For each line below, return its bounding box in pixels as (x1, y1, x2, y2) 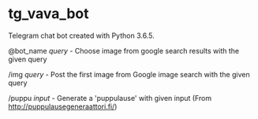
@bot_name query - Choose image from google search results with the (8, 46, 239, 55)
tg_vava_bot (8, 5, 89, 23)
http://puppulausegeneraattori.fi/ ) (8, 102, 118, 111)
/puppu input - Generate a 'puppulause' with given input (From (8, 93, 211, 102)
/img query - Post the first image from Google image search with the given (8, 69, 250, 79)
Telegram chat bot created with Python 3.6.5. (8, 31, 155, 40)
